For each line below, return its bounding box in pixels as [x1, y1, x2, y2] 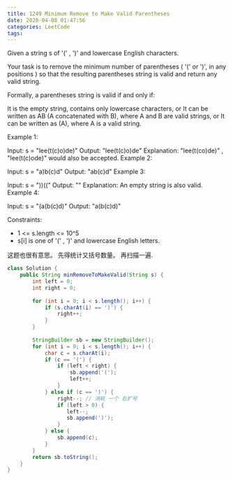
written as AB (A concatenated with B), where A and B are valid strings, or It [7, 112, 225, 120]
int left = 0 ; [32, 278, 73, 285]
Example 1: [7, 133, 38, 141]
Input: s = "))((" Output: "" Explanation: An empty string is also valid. [7, 181, 203, 190]
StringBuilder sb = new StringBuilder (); [32, 337, 155, 344]
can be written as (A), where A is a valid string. [7, 120, 142, 128]
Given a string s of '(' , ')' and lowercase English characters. [7, 49, 179, 57]
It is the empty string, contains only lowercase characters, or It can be [7, 104, 209, 113]
